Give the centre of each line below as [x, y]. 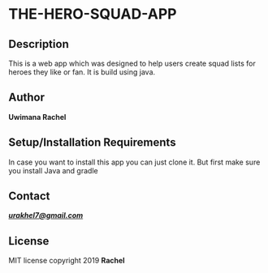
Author [26, 98]
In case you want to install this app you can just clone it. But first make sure [134, 162]
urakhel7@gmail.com [46, 215]
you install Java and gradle [54, 170]
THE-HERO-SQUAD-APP [93, 14]
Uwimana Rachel [37, 117]
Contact [29, 196]
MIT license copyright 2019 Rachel [67, 261]
